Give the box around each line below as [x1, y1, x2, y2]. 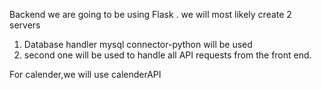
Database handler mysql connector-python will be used [23, 39, 253, 50]
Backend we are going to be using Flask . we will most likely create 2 [9, 9, 292, 20]
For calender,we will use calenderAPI [9, 69, 162, 80]
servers [9, 19, 41, 31]
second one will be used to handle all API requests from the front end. [23, 49, 312, 61]
